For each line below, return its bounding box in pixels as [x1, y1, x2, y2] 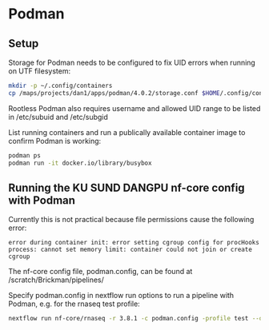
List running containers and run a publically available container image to [8, 127, 246, 137]
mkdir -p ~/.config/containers [8, 82, 113, 89]
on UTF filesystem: [8, 66, 70, 76]
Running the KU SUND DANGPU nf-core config [8, 181, 246, 194]
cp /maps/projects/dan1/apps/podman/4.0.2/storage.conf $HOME [8, 89, 220, 97]
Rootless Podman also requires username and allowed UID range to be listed [8, 103, 261, 113]
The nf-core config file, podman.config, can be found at [8, 267, 193, 276]
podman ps [8, 151, 42, 160]
